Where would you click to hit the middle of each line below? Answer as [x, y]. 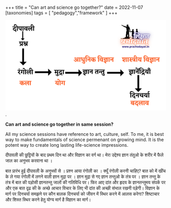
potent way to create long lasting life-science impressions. [67, 145]
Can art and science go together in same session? [59, 124]
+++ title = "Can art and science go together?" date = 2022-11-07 [74, 7]
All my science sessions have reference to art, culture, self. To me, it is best [85, 134]
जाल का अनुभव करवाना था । [29, 160]
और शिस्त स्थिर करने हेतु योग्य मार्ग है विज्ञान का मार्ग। [48, 199]
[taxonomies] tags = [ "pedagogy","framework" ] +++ [62, 13]
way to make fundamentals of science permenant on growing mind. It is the [85, 140]
